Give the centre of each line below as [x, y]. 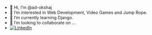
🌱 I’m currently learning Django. [41, 17]
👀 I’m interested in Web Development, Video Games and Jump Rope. [78, 12]
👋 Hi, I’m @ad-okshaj [31, 7]
